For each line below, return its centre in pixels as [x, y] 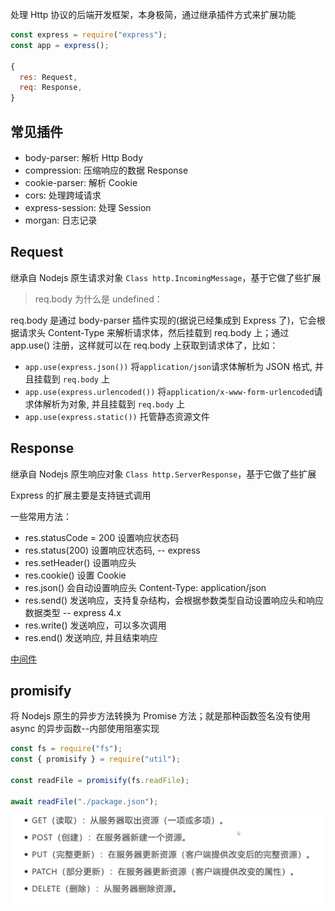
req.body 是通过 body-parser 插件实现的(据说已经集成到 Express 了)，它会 [163, 320]
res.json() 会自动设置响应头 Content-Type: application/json [145, 587]
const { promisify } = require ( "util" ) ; [96, 759]
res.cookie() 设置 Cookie [75, 575]
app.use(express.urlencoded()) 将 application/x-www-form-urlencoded [169, 391]
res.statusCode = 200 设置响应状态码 [102, 537]
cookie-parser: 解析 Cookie [81, 182]
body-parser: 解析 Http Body [84, 157]
